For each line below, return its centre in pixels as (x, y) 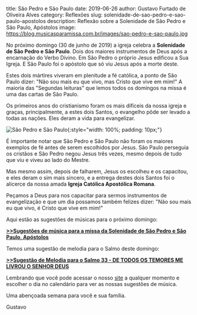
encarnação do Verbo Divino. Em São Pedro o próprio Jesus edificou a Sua (97, 58)
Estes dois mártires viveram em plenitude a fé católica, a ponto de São (92, 75)
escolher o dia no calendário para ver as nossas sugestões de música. (92, 284)
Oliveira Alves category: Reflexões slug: (55, 15)
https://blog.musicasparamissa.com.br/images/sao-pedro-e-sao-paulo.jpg (97, 34)
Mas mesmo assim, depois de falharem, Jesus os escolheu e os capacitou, (97, 171)
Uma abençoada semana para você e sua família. (66, 295)
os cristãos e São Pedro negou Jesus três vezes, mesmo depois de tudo (94, 154)
